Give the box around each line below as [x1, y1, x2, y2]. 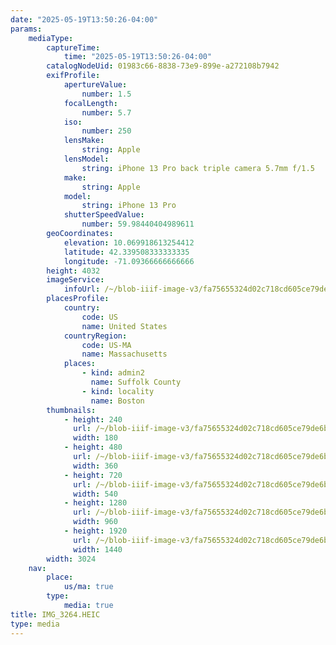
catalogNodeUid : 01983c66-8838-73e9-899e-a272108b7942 [46, 61, 280, 71]
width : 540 [73, 489, 118, 499]
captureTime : [46, 42, 101, 53]
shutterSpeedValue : [63, 210, 145, 220]
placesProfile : [46, 294, 110, 304]
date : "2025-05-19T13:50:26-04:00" [10, 14, 159, 25]
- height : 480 [63, 442, 123, 453]
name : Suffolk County [90, 377, 182, 387]
